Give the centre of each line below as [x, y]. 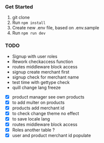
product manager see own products [48, 97]
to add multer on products [38, 102]
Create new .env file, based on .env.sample [55, 28]
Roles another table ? [33, 130]
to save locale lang [31, 119]
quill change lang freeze [36, 87]
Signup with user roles [35, 56]
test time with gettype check [41, 82]
